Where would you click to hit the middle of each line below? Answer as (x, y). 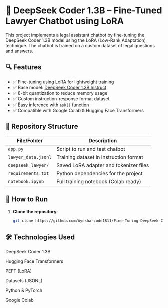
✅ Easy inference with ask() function (51, 105)
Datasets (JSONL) (24, 281)
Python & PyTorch (24, 290)
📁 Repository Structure (42, 126)
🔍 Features (23, 67)
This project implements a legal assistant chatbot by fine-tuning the (75, 35)
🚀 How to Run (27, 199)
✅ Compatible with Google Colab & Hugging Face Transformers (78, 110)
